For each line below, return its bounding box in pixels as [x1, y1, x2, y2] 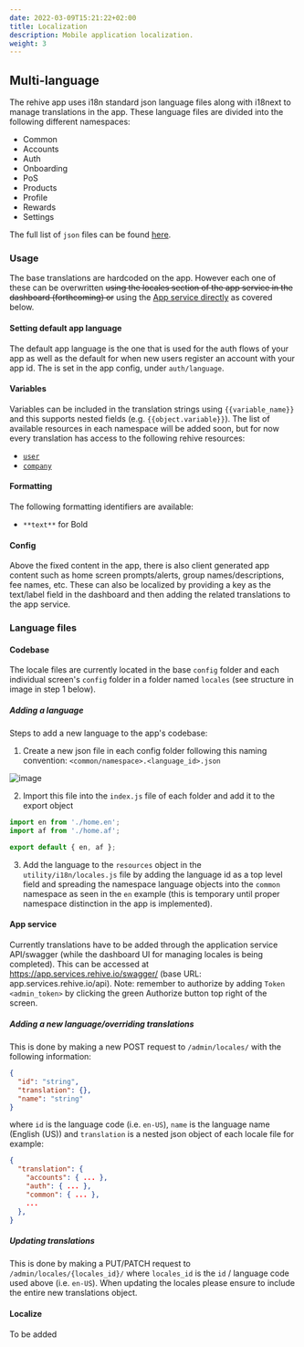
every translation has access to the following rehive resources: [9, 433, 246, 444]
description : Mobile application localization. [9, 30, 194, 39]
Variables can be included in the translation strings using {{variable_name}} [9, 403, 295, 414]
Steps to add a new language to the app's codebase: [9, 727, 208, 739]
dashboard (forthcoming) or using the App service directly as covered [9, 292, 273, 303]
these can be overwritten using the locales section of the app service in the [9, 282, 294, 293]
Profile [22, 193, 48, 204]
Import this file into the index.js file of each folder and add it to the [22, 790, 276, 801]
